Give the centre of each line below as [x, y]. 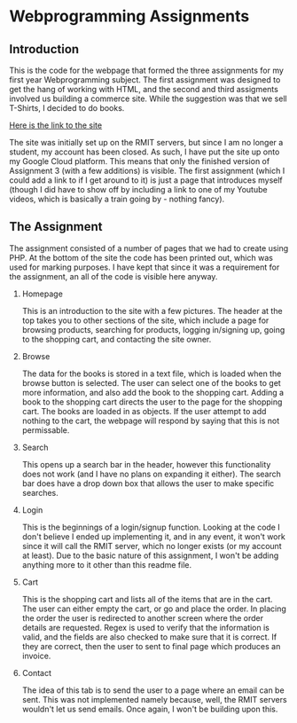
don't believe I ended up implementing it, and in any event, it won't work [153, 536]
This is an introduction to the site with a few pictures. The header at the [152, 310]
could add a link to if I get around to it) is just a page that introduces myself [146, 180]
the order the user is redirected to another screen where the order [143, 617]
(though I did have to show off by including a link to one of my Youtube [138, 189]
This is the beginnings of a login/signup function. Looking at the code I [151, 527]
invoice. [36, 656]
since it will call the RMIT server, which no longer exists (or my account [152, 546]
